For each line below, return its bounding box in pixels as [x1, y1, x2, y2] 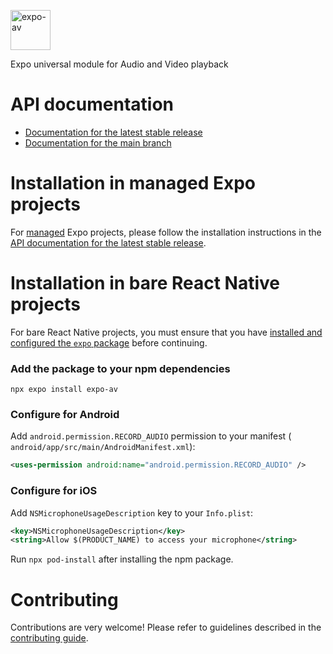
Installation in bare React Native [10, 272, 281, 295]
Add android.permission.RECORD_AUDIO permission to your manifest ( [10, 430, 292, 442]
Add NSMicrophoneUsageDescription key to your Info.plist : [10, 506, 254, 519]
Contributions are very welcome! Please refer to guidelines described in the [10, 621, 322, 634]
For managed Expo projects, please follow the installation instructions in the [10, 226, 322, 238]
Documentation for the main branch [24, 136, 172, 149]
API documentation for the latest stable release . [10, 236, 207, 249]
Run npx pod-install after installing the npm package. [10, 553, 234, 565]
